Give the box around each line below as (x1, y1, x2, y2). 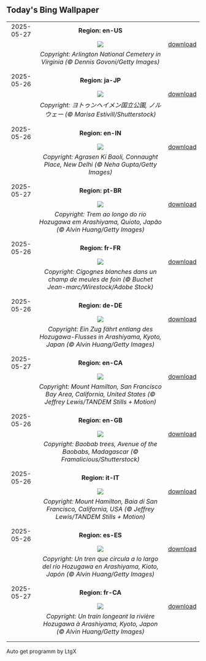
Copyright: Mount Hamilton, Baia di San (43, 497, 158, 505)
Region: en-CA (78, 358, 123, 367)
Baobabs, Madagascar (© (62, 447, 139, 456)
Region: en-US (78, 26, 123, 34)
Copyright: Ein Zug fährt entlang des (48, 325, 153, 333)
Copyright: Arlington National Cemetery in (39, 50, 161, 58)
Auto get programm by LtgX (6, 648, 77, 655)
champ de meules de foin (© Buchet (48, 275, 153, 284)
